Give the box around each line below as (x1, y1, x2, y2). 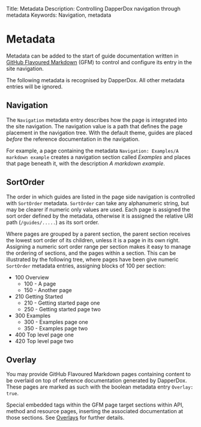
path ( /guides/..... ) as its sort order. (6, 218, 100, 225)
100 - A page (23, 280, 56, 287)
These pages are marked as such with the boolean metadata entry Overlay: (6, 383, 194, 390)
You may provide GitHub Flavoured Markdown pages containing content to (6, 371, 191, 378)
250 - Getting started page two (23, 305, 101, 312)
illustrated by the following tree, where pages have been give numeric (6, 255, 179, 263)
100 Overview (14, 273, 49, 281)
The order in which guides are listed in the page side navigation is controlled (6, 193, 195, 200)
